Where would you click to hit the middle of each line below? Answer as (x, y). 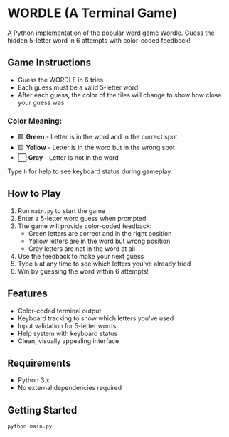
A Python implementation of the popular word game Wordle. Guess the (111, 33)
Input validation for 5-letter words (67, 325)
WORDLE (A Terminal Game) (92, 13)
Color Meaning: (35, 121)
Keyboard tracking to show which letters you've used (96, 318)
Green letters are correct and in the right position (100, 233)
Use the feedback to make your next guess (81, 256)
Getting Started (42, 410)
